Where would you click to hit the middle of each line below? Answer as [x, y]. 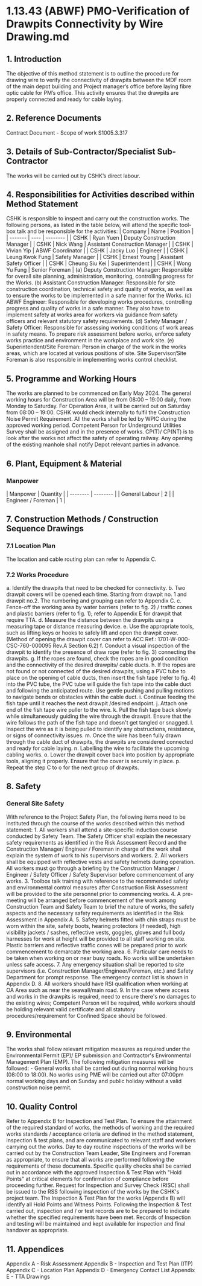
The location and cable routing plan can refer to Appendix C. [81, 559]
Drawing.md [38, 37]
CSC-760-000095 [29, 645]
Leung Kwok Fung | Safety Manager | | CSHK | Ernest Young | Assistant [95, 257]
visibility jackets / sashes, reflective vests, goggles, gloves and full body [96, 932]
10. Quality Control [42, 1106]
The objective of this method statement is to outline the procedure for [93, 73]
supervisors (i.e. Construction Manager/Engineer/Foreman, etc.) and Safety [100, 971]
